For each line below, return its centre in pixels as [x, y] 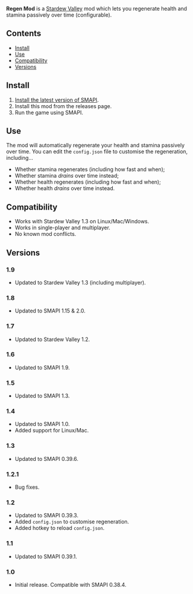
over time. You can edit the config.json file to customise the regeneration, [97, 151]
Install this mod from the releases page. [63, 106]
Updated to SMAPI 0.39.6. [47, 459]
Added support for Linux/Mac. [52, 431]
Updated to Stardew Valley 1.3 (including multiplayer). [80, 282]
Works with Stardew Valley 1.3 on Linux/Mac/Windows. [82, 222]
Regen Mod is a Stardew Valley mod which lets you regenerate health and [96, 9]
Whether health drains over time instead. [64, 188]
